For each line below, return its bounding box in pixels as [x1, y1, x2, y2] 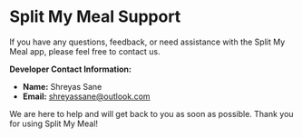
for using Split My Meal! [9, 118, 98, 129]
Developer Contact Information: [9, 64, 132, 74]
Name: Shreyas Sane [22, 81, 102, 92]
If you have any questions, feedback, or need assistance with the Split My [9, 36, 286, 47]
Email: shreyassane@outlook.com [22, 91, 151, 102]
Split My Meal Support [9, 6, 181, 27]
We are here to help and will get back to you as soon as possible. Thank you [9, 108, 294, 119]
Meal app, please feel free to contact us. [9, 45, 161, 56]
